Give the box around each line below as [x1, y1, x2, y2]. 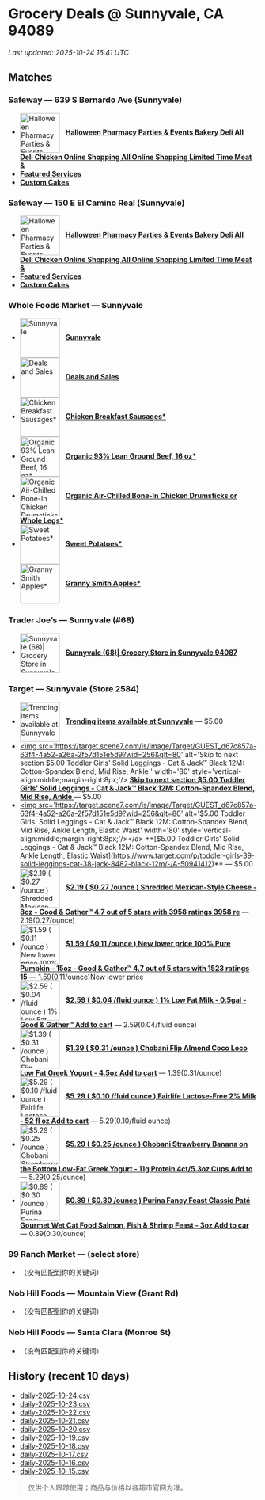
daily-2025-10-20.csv [19, 1424, 91, 1433]
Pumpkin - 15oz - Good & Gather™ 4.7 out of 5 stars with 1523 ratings [19, 963, 250, 973]
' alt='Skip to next [180, 749, 239, 759]
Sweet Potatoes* [65, 539, 123, 549]
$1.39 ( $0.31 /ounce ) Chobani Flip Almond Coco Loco [65, 1043, 248, 1053]
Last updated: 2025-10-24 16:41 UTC [8, 48, 130, 57]
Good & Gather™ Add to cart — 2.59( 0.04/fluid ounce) [19, 1019, 197, 1030]
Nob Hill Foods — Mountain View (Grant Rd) [8, 1288, 180, 1299]
